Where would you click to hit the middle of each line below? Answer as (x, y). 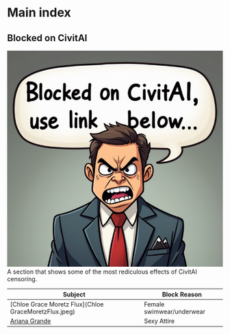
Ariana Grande (30, 321)
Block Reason (182, 294)
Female (154, 304)
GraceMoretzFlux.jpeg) (42, 311)
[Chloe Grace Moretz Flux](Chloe (57, 304)
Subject (74, 294)
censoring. (22, 279)
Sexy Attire (159, 321)
